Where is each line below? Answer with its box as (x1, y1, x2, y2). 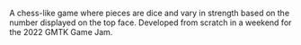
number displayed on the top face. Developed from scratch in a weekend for (9, 17, 292, 28)
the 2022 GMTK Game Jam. (9, 27, 113, 37)
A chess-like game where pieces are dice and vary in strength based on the (9, 8, 290, 18)
